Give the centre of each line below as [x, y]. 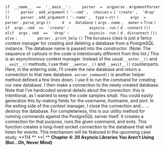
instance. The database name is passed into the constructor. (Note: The [78, 48]
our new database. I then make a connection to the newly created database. [82, 85]
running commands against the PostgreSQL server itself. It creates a [74, 116]
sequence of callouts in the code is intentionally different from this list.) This [82, 54]
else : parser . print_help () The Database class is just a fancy [79, 38]
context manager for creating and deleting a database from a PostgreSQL [80, 43]
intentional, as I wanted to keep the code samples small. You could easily [79, 95]
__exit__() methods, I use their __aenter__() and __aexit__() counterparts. [82, 64]
